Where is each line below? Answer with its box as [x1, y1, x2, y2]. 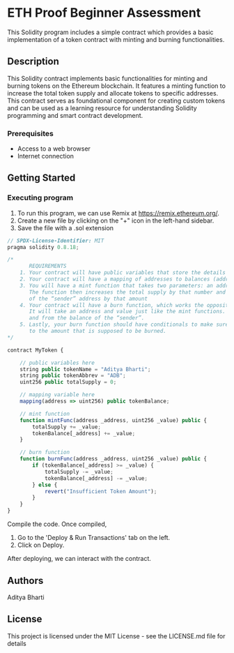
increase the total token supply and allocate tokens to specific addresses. [7, 89, 219, 97]
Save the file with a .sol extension [17, 223, 114, 232]
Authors [7, 574, 44, 587]
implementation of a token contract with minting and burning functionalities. [7, 35, 225, 43]
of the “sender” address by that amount [29, 295, 148, 302]
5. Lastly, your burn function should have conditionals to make [19, 321, 214, 329]
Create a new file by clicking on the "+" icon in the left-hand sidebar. [17, 216, 214, 225]
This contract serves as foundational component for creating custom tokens [7, 96, 226, 105]
